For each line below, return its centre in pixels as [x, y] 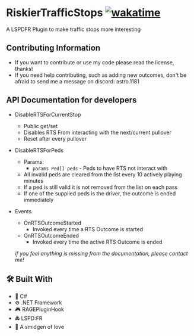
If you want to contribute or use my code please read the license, [94, 62]
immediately [39, 200]
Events [23, 211]
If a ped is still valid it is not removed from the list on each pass [101, 187]
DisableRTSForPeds [39, 150]
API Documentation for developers [71, 100]
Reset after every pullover [55, 139]
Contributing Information [53, 48]
